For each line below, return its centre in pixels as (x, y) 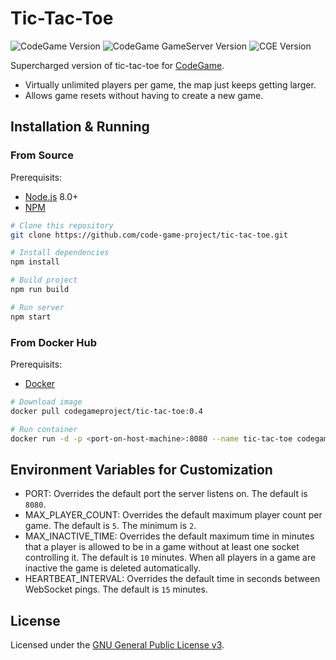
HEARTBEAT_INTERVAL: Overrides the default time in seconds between (172, 579)
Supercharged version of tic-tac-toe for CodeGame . (117, 65)
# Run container (44, 429)
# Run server (37, 307)
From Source (42, 155)
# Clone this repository (62, 225)
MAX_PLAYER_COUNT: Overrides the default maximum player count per (173, 515)
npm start (31, 317)
